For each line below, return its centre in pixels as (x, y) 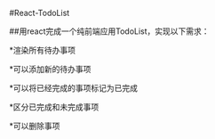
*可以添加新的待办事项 (50, 69)
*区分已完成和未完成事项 (54, 107)
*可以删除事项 (35, 126)
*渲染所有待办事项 (43, 50)
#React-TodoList (40, 13)
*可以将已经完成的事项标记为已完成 (74, 88)
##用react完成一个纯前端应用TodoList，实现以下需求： (110, 31)
